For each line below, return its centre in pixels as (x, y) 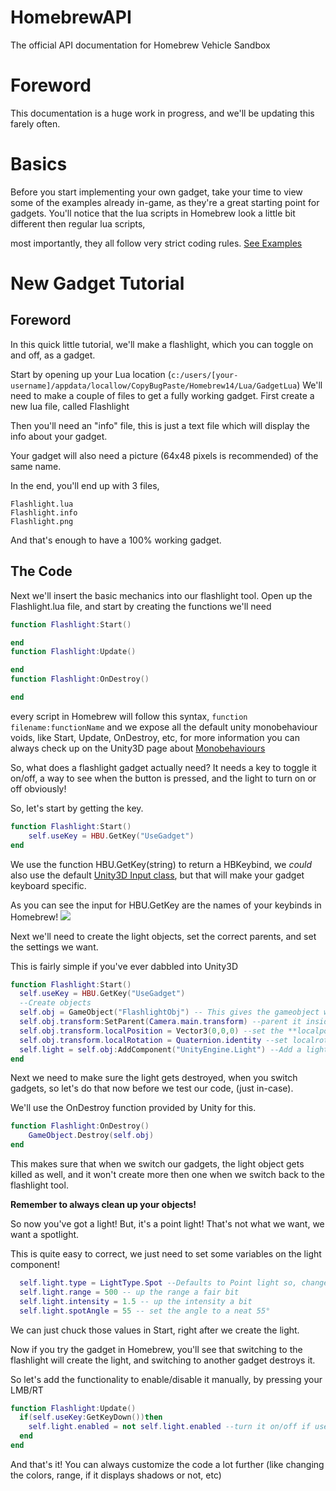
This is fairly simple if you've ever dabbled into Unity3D (124, 966)
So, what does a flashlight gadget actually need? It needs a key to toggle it (163, 767)
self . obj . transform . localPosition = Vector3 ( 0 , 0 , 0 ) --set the (151, 1031)
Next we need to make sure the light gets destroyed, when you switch (154, 1078)
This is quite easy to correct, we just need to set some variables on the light (166, 1254)
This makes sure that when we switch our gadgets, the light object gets (157, 1164)
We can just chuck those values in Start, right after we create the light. (155, 1330)
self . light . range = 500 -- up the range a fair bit (129, 1292)
